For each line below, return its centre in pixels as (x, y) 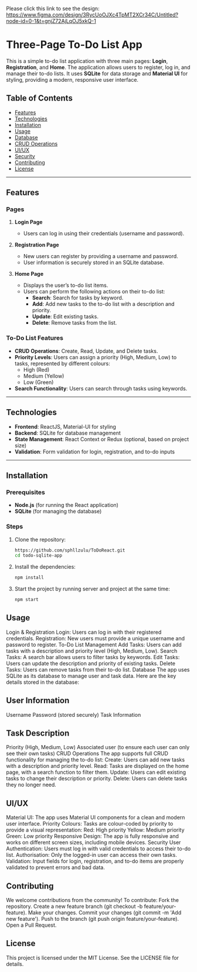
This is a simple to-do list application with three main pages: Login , (87, 61)
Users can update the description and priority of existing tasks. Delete (91, 663)
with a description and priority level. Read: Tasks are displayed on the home (98, 766)
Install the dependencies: (45, 567)
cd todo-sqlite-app (38, 556)
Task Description (38, 734)
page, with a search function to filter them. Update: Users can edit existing (96, 772)
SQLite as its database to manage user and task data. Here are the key (91, 676)
